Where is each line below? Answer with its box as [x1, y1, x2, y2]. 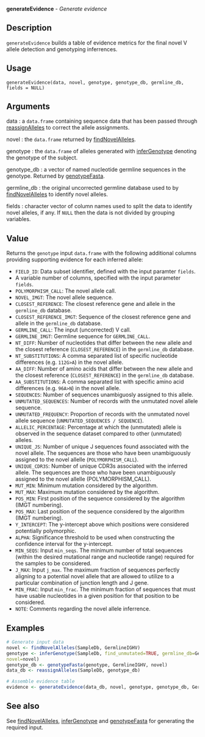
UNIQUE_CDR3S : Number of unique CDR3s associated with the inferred [15, 462, 188, 470]
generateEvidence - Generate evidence [6, 5, 107, 12]
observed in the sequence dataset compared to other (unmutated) [15, 430, 182, 437]
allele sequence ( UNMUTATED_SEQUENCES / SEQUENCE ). [15, 417, 145, 424]
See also [6, 701, 40, 711]
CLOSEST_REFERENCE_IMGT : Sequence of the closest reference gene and [15, 313, 191, 321]
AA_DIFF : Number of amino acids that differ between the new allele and [15, 365, 193, 372]
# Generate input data [6, 639, 64, 645]
